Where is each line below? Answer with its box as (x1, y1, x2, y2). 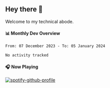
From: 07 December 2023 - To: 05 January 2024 (5, 43, 105, 49)
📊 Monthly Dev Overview (5, 30, 60, 36)
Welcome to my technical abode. (5, 18, 74, 24)
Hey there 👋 (5, 5, 43, 14)
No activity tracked (5, 53, 49, 58)
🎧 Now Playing (5, 64, 39, 70)
